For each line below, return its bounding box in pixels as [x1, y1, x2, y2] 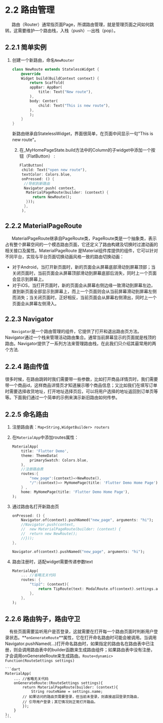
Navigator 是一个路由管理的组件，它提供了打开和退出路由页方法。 [11, 329, 142, 334]
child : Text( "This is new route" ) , [38, 103, 110, 108]
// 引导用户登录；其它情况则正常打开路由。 [22, 700, 98, 704]
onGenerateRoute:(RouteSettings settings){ [14, 681, 103, 685]
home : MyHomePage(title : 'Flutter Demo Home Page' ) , [21, 489, 130, 494]
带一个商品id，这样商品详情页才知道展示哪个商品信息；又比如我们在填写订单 [5, 382, 158, 388]
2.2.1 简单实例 [5, 43, 47, 52]
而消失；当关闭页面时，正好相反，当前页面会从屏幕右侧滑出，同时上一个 [12, 294, 157, 300]
